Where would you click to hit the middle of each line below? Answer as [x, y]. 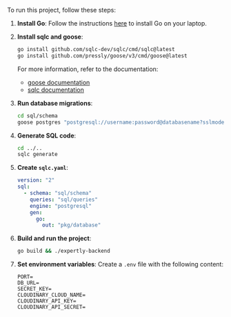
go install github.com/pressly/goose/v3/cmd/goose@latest [102, 56]
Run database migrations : [55, 103]
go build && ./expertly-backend [63, 251]
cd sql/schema [37, 116]
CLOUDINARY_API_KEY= [47, 301]
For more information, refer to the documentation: [88, 69]
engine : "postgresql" [61, 206]
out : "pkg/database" [72, 225]
